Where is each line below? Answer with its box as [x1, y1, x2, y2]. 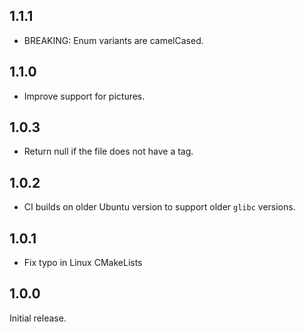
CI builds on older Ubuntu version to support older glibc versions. [23, 201, 296, 213]
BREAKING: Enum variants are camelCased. [23, 34, 204, 46]
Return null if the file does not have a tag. [23, 145, 194, 158]
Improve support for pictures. [23, 90, 146, 102]
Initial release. [9, 312, 67, 324]
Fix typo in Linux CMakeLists [23, 257, 143, 269]
